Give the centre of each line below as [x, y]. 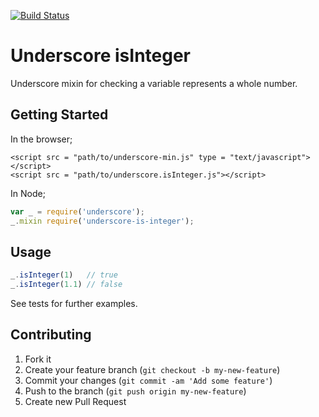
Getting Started [59, 115]
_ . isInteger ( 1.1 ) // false [66, 285]
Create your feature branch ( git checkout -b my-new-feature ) [152, 369]
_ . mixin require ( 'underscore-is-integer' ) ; [102, 221]
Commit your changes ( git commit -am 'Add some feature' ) [148, 380]
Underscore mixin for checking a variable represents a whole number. [154, 83]
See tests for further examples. [74, 304]
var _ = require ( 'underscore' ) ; [77, 211]
